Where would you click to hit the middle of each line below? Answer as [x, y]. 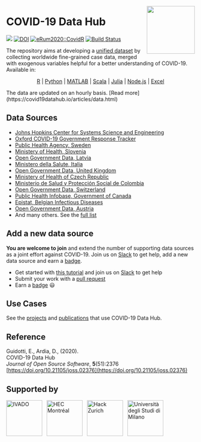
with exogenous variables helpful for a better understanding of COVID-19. [97, 63]
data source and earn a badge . [44, 260]
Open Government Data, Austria [54, 208]
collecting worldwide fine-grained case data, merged [72, 57]
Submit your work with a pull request [60, 278]
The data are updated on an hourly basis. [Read [65, 93]
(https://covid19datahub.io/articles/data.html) [62, 99]
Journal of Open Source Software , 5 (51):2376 [63, 364]
